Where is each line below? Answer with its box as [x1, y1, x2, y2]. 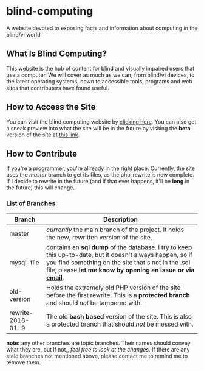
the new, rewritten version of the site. [46, 233, 152, 241]
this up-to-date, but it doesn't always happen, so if [46, 250, 193, 259]
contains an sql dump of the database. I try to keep [46, 242, 192, 251]
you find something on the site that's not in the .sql [46, 258, 191, 266]
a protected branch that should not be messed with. [46, 320, 194, 328]
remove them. [6, 358, 41, 366]
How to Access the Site [6, 102, 96, 112]
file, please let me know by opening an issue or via [46, 266, 195, 274]
